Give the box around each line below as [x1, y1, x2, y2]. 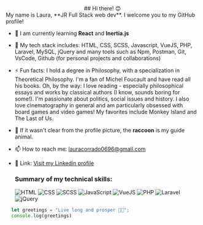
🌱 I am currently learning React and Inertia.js [14, 29, 129, 37]
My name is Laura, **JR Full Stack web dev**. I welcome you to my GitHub [6, 11, 196, 18]
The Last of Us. [14, 115, 54, 122]
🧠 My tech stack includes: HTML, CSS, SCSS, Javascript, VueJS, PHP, [14, 42, 193, 48]
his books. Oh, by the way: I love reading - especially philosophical [14, 82, 184, 90]
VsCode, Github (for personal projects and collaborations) [14, 55, 161, 62]
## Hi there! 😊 [83, 5, 121, 12]
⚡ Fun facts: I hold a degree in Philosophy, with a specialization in [14, 67, 180, 74]
